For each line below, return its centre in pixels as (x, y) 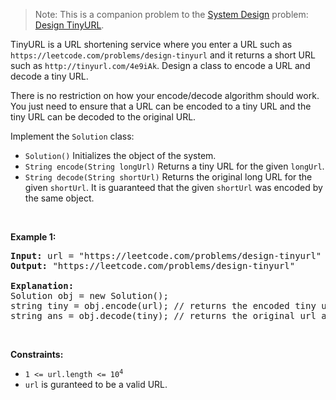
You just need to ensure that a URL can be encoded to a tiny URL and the (161, 106)
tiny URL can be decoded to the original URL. (103, 117)
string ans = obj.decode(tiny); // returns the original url (163, 315)
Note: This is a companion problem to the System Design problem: (171, 14)
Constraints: (37, 354)
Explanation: (42, 285)
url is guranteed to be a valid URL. (96, 384)
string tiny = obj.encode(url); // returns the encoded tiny (163, 305)
